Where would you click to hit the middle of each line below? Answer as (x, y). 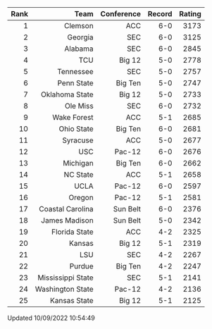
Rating (191, 14)
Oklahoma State (67, 94)
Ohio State (76, 129)
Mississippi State (66, 278)
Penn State (75, 83)
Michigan (78, 163)
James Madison (67, 220)
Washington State (64, 289)
